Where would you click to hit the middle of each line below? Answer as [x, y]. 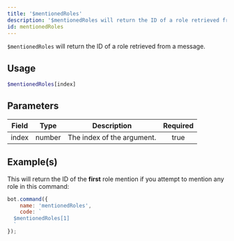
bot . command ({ [28, 199]
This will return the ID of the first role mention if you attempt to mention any [116, 179]
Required [178, 125]
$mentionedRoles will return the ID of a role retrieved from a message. [106, 47]
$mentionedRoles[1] [42, 219]
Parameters [33, 106]
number [48, 137]
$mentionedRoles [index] [42, 84]
